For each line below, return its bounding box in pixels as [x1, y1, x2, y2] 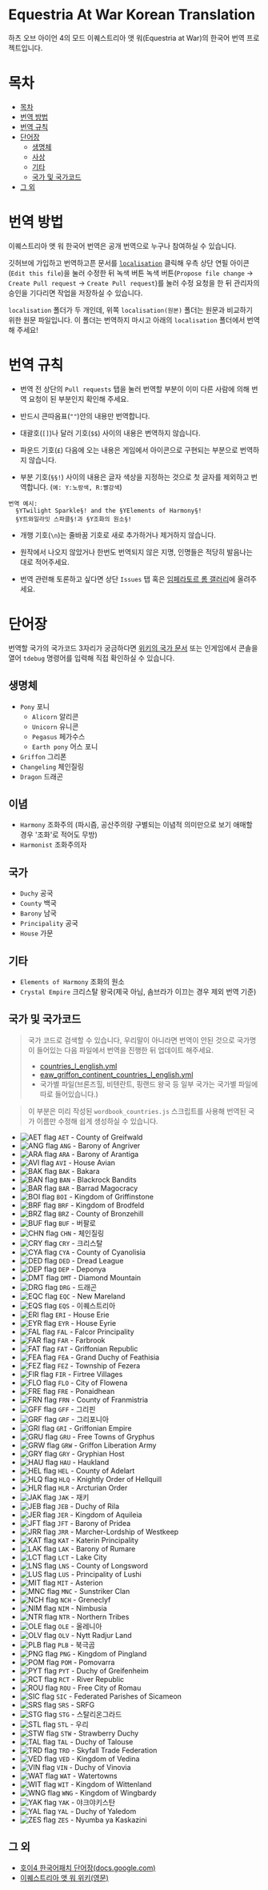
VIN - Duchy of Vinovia [56, 1762, 131, 1772]
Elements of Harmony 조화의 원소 [19, 976, 126, 986]
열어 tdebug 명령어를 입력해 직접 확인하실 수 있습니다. [8, 653, 175, 663]
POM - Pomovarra [60, 1657, 115, 1667]
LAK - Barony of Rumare [58, 1544, 136, 1553]
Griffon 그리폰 [19, 751, 67, 761]
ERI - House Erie [54, 1310, 110, 1319]
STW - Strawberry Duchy [60, 1728, 139, 1738]
